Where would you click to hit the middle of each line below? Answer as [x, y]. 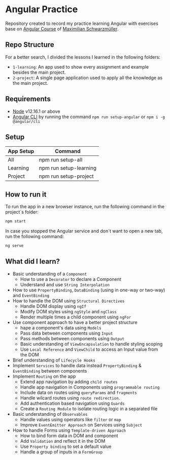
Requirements [28, 99]
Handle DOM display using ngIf [53, 306]
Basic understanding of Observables [50, 414]
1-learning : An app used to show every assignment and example [80, 67]
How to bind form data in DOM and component [69, 436]
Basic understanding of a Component [50, 274]
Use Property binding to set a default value [66, 446]
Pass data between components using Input [66, 333]
